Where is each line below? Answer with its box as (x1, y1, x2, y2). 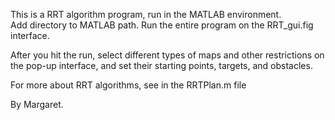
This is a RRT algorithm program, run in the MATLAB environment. (10, 9, 282, 20)
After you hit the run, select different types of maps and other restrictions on (10, 49, 325, 61)
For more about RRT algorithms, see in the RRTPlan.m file (10, 79, 247, 91)
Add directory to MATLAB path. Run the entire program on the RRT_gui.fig (10, 19, 314, 31)
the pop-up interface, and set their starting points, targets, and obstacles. (10, 60, 313, 71)
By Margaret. (10, 99, 64, 110)
